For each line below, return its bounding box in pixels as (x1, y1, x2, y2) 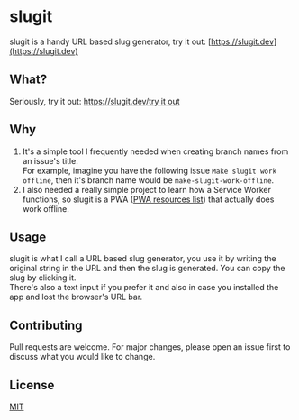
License (9, 377, 55, 393)
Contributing (9, 317, 83, 333)
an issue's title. (22, 155, 78, 166)
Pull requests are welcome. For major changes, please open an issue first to (9, 342, 291, 352)
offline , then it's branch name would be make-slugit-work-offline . (22, 174, 275, 186)
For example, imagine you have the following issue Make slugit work (22, 165, 277, 176)
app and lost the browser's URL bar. (9, 291, 143, 303)
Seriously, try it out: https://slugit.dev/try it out (9, 96, 180, 106)
